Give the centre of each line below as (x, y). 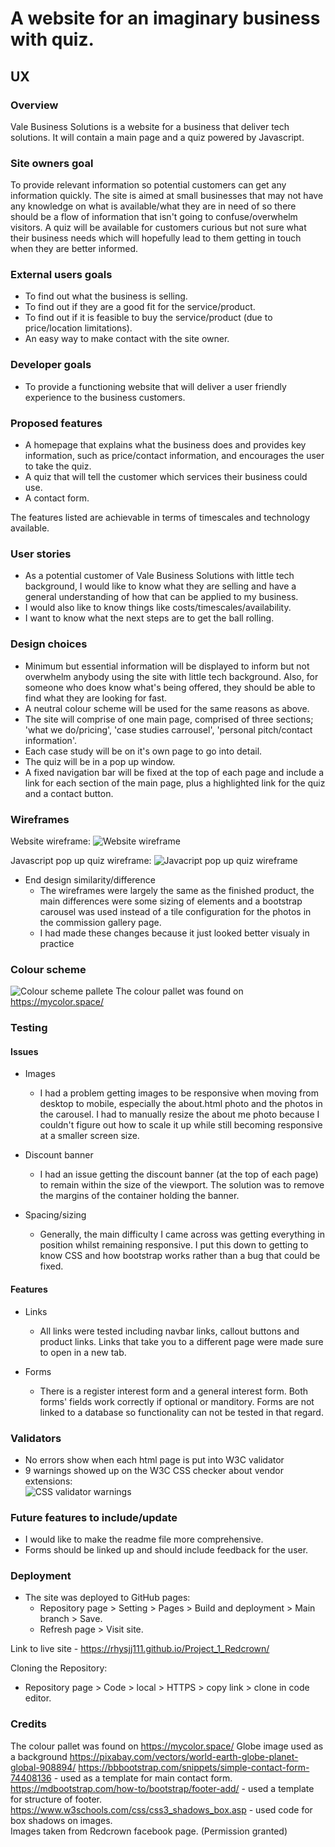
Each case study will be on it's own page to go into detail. (143, 751)
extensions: (48, 1481)
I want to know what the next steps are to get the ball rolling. (149, 618)
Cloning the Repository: (59, 1668)
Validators (36, 1438)
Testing (29, 1028)
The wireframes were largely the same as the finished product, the (177, 890)
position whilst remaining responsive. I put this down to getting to (174, 1245)
